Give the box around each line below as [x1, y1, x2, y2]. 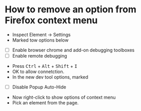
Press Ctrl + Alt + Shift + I [12, 63, 77, 69]
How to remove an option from [5, 4, 136, 15]
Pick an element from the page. [12, 100, 79, 106]
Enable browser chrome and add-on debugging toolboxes [12, 47, 135, 53]
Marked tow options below [12, 37, 69, 43]
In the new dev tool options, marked [12, 74, 88, 80]
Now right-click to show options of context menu [12, 94, 116, 101]
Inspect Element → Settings [12, 31, 71, 38]
